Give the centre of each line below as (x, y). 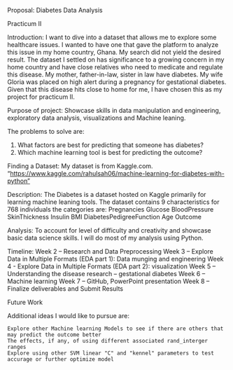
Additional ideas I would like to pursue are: (68, 316)
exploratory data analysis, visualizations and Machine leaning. (97, 118)
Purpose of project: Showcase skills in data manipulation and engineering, (114, 110)
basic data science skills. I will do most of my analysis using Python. (106, 238)
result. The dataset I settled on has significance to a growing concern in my (116, 60)
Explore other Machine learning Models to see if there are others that (115, 329)
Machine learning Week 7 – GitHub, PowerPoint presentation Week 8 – (108, 281)
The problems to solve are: (46, 131)
